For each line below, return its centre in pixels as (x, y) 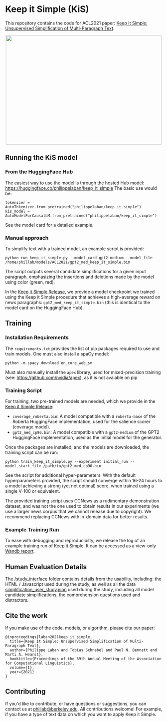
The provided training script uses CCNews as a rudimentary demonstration (82, 501)
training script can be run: (32, 452)
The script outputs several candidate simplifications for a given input (76, 271)
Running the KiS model (41, 158)
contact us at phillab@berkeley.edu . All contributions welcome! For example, (84, 709)
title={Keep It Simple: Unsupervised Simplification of (69, 641)
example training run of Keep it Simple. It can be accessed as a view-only (81, 546)
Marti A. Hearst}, (24, 654)
